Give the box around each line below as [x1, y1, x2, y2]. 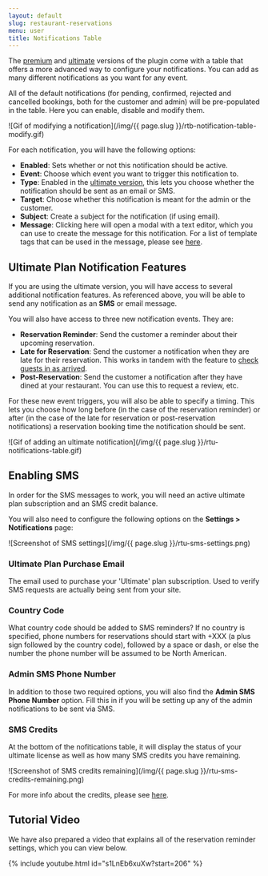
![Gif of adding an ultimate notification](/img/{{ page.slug [8, 437, 196, 447]
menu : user [8, 26, 45, 34]
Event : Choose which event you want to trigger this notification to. [19, 169, 239, 179]
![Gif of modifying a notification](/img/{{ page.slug [8, 121, 174, 131]
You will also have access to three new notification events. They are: [8, 314, 234, 324]
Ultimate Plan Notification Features [8, 260, 186, 274]
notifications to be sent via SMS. [8, 704, 115, 713]
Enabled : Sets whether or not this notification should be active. [19, 161, 228, 171]
